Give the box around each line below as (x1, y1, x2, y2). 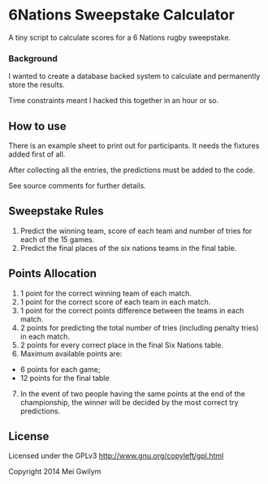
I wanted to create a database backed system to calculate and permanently (8, 71, 261, 81)
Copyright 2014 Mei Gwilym (8, 467, 102, 477)
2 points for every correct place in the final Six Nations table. (19, 339, 224, 350)
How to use (8, 119, 67, 133)
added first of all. (8, 149, 66, 159)
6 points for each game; (19, 364, 101, 374)
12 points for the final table (19, 373, 110, 382)
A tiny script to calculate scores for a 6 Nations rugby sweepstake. (8, 32, 231, 42)
